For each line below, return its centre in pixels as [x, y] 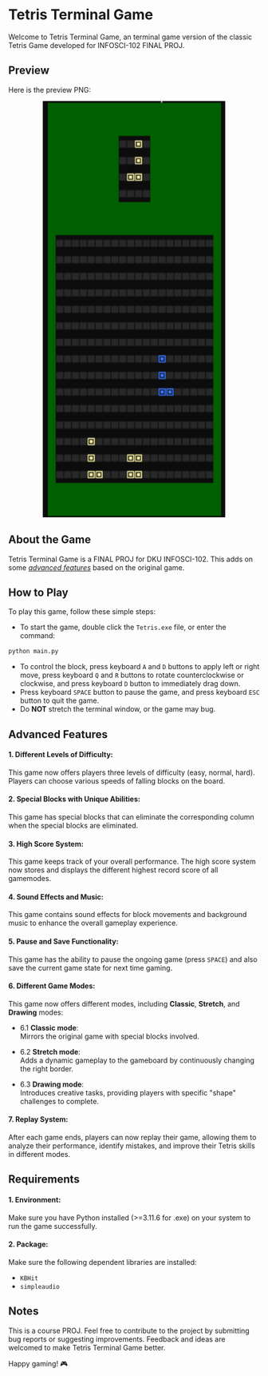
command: [37, 636]
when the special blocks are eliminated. [73, 826]
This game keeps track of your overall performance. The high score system [132, 862]
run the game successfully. [53, 1226]
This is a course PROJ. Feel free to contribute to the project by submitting [129, 1330]
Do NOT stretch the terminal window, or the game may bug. [118, 709]
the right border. [47, 1068]
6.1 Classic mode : [49, 1027]
